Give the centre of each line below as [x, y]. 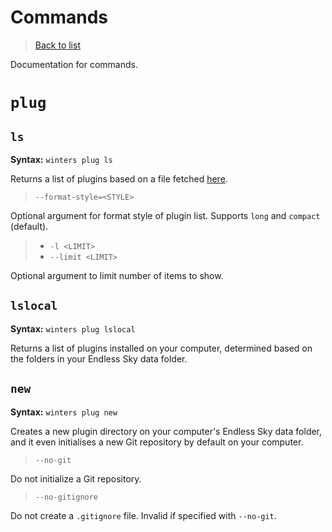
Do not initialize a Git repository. [76, 478]
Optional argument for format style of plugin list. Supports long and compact [165, 215]
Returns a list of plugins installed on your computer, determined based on [161, 348]
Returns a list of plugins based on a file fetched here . [119, 178]
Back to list [57, 45]
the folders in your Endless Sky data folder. [99, 358]
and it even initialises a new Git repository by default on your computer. [157, 442]
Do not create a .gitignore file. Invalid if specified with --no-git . [143, 515]
